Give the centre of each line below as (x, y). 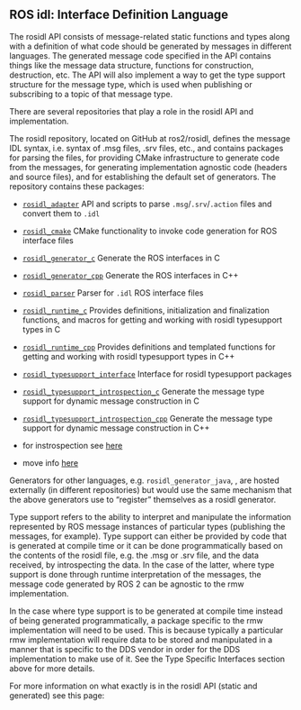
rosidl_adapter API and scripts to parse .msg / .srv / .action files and (147, 204)
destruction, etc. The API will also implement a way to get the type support (147, 75)
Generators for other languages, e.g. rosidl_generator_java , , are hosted (145, 480)
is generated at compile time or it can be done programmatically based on (146, 545)
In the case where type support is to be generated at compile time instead (146, 611)
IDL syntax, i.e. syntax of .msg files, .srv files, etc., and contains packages (146, 148)
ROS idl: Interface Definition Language (119, 15)
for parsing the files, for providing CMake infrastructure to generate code (145, 158)
